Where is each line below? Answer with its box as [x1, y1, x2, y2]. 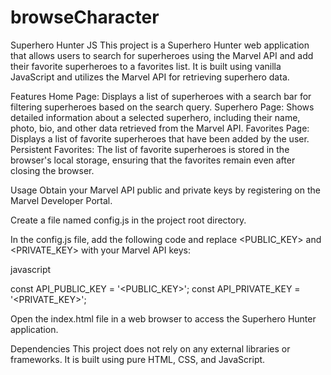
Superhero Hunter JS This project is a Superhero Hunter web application [10, 39, 310, 51]
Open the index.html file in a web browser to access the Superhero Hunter [10, 312, 317, 325]
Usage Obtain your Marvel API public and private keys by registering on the [10, 184, 321, 196]
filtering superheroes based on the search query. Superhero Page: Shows [10, 101, 315, 113]
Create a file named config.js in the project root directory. [10, 214, 247, 226]
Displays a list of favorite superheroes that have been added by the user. [10, 132, 310, 145]
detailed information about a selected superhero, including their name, [10, 111, 301, 123]
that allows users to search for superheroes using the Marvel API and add [10, 49, 314, 61]
